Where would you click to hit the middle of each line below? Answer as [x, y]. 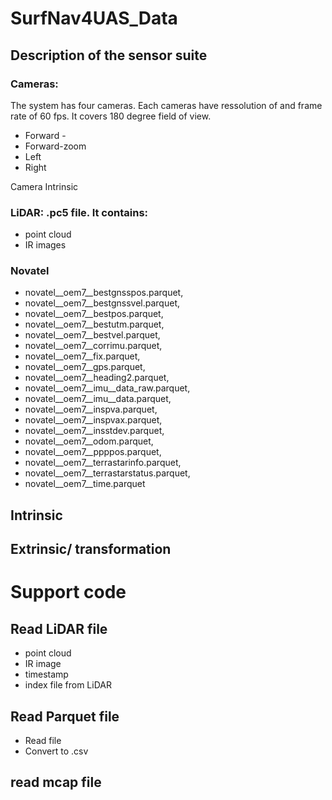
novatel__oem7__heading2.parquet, [97, 378]
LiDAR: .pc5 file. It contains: [79, 212]
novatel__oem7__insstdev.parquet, [94, 431]
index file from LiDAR [68, 685]
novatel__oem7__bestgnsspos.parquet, [104, 293]
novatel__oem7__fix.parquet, [82, 356]
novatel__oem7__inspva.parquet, [91, 409]
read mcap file [56, 782]
